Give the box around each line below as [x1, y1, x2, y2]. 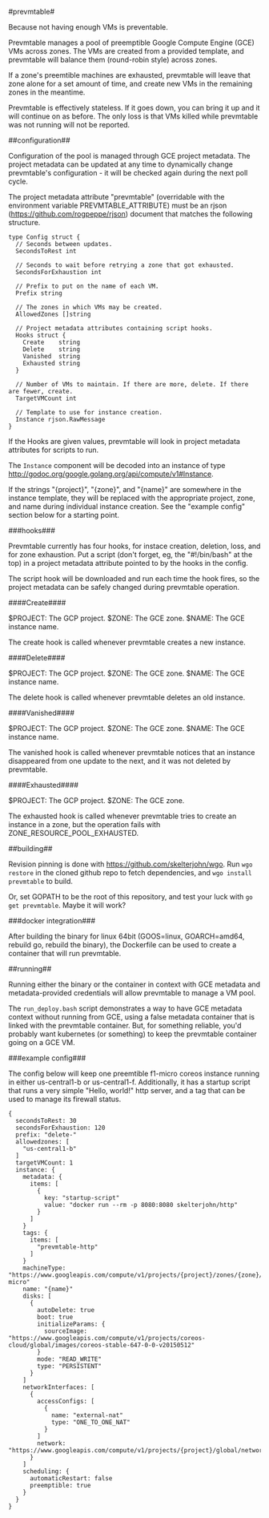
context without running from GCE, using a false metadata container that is [8, 1012, 255, 1021]
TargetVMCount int [15, 394, 78, 402]
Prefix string [15, 289, 62, 297]
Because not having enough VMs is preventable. [8, 22, 168, 31]
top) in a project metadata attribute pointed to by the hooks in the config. [8, 559, 248, 567]
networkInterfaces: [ [22, 1383, 94, 1391]
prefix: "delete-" [15, 1131, 78, 1139]
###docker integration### [8, 916, 96, 925]
